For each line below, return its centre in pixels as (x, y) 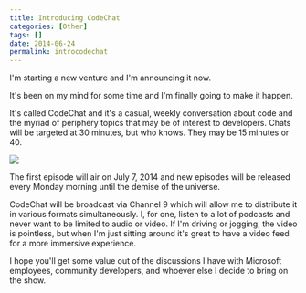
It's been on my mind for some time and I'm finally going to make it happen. (152, 96)
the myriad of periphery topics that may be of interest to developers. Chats (150, 123)
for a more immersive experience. (73, 244)
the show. (28, 280)
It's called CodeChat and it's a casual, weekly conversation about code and (151, 113)
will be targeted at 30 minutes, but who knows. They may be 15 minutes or (149, 132)
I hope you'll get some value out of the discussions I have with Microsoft (146, 261)
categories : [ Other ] (49, 26)
